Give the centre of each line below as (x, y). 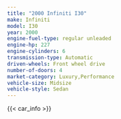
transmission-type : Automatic (50, 58)
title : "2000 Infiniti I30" (47, 13)
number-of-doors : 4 (35, 70)
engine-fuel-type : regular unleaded (59, 39)
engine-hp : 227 (29, 45)
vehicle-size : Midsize (39, 83)
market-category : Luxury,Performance (61, 76)
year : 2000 (23, 32)
